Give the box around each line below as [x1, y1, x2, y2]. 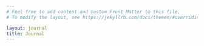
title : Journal [6, 30, 45, 36]
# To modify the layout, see [6, 14, 80, 20]
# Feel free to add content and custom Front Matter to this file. [6, 8, 181, 15]
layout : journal [6, 25, 47, 31]
